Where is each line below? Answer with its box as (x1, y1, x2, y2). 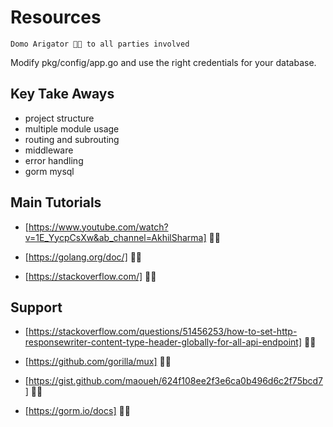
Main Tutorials (10, 194, 102, 211)
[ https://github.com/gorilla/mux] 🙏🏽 (24, 356, 172, 368)
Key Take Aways (10, 86, 115, 103)
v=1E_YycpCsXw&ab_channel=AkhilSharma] (24, 231, 207, 243)
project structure (24, 112, 95, 124)
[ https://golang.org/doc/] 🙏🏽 (24, 251, 143, 263)
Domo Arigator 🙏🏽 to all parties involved (10, 39, 190, 49)
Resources (10, 6, 102, 29)
